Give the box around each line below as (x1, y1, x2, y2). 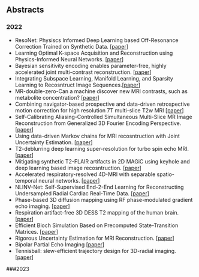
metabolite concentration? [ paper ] (14, 94, 100, 101)
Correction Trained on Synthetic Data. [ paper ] (14, 43, 129, 50)
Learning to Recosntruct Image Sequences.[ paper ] (14, 81, 141, 88)
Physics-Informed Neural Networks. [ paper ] (14, 55, 124, 62)
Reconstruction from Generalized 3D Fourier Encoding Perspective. (14, 120, 182, 127)
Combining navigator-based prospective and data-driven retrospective (14, 100, 190, 108)
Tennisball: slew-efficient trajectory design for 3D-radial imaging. (14, 247, 176, 254)
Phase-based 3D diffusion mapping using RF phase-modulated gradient (14, 196, 193, 203)
